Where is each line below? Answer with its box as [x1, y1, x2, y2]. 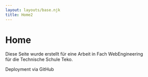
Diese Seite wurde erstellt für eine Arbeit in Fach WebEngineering [5, 51, 143, 57]
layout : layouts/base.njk [5, 7, 60, 13]
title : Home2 [5, 12, 33, 17]
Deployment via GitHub [5, 66, 55, 72]
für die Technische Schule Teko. [5, 57, 73, 63]
